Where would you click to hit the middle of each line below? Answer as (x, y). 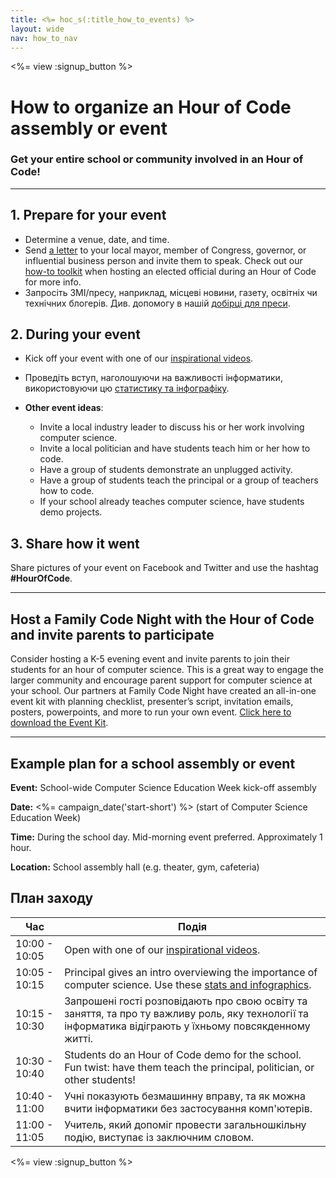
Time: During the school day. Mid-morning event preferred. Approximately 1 (166, 837)
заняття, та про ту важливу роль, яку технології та (187, 1013)
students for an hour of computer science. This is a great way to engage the (167, 670)
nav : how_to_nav (44, 38)
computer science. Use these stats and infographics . (188, 984)
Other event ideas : (64, 408)
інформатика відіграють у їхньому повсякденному (187, 1026)
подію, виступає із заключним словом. (159, 1137)
